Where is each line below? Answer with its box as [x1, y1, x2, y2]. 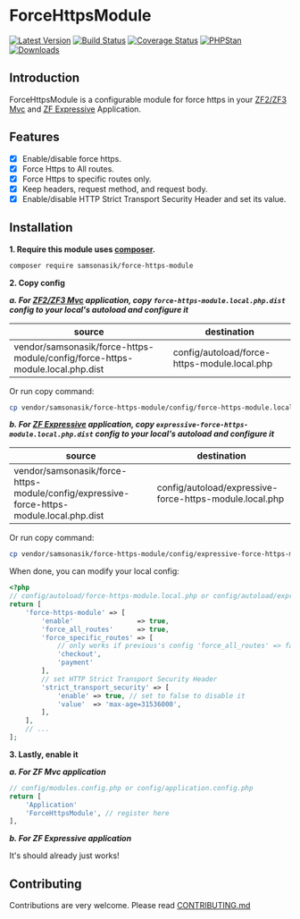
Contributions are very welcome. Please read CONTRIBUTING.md [9, 900, 251, 911]
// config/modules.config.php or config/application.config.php [9, 783, 254, 792]
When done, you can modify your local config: [9, 566, 180, 577]
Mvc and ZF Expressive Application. [9, 104, 141, 114]
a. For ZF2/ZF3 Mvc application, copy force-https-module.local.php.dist [9, 294, 286, 305]
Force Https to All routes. [21, 163, 114, 174]
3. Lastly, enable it [9, 748, 79, 760]
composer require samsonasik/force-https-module [9, 261, 194, 270]
